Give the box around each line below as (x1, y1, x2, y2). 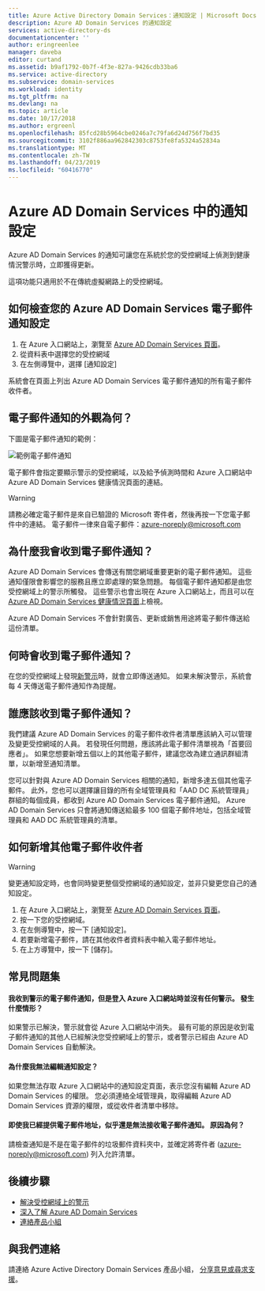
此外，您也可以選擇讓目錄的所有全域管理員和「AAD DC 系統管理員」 (30, 786, 253, 795)
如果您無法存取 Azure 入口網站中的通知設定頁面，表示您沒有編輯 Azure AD (8, 1081, 251, 1090)
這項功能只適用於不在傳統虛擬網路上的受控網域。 (8, 276, 167, 286)
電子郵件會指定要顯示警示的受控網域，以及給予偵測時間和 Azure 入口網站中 (8, 468, 252, 477)
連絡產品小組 (19, 1217, 62, 1226)
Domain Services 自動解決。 (8, 1042, 100, 1052)
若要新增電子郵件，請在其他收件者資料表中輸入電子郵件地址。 (19, 934, 221, 944)
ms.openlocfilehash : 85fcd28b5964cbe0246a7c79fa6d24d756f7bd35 (8, 129, 221, 137)
